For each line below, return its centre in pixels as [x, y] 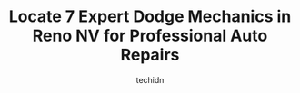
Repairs [150, 55]
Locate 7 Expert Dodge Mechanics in [150, 17]
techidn [150, 79]
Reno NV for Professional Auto [150, 36]
